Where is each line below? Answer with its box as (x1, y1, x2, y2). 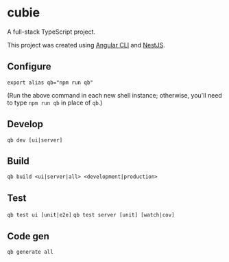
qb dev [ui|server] (7, 136, 63, 144)
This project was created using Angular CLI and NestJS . (7, 41, 166, 49)
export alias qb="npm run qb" (7, 79, 94, 86)
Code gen (7, 230, 49, 242)
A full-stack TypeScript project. (7, 28, 96, 36)
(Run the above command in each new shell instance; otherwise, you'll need (7, 91, 223, 99)
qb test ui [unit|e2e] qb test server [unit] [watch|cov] (7, 212, 175, 219)
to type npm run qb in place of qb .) (7, 98, 103, 107)
